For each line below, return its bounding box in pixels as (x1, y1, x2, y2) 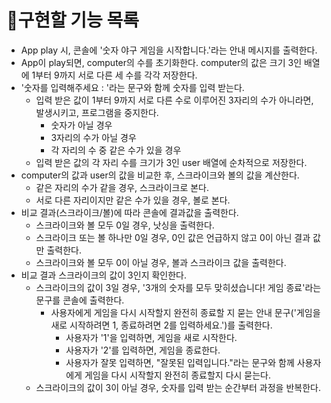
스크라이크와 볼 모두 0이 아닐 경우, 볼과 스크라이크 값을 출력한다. (35, 256, 287, 268)
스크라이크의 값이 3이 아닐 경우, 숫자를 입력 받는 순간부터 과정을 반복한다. (35, 381, 321, 393)
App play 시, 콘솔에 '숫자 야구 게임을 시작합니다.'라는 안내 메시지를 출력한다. (20, 44, 318, 56)
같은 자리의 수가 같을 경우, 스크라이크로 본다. (35, 181, 210, 193)
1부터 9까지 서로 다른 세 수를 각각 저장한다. (31, 69, 198, 81)
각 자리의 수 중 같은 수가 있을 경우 (50, 144, 182, 156)
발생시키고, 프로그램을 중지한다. (35, 106, 159, 118)
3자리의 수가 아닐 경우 (50, 131, 137, 143)
